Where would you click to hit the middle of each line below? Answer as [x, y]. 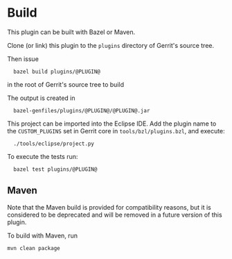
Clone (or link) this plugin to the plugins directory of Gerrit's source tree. [111, 45]
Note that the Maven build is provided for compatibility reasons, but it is [109, 207]
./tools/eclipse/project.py [54, 144]
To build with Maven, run [43, 235]
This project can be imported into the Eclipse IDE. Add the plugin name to [112, 124]
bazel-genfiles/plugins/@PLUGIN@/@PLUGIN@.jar [82, 110]
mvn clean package [34, 248]
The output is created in [41, 98]
